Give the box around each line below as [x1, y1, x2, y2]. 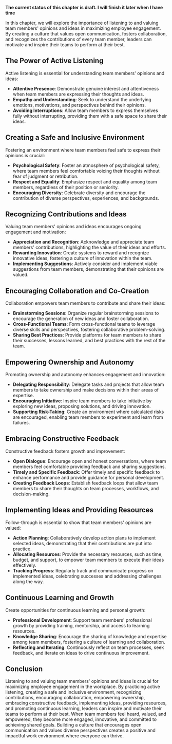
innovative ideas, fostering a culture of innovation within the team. [12, 255, 153, 262]
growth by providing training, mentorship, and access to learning [12, 622, 150, 628]
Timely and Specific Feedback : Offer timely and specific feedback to [12, 469, 160, 475]
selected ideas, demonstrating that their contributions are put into [12, 540, 152, 546]
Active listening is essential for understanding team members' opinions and [5, 70, 165, 76]
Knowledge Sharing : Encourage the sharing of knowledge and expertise [12, 633, 167, 639]
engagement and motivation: [5, 229, 66, 235]
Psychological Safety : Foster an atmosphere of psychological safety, [12, 162, 160, 169]
